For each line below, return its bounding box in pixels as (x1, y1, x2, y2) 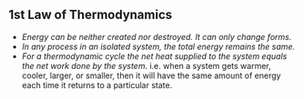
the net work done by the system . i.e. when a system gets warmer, (21, 60, 271, 71)
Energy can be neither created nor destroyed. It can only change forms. (21, 31, 292, 42)
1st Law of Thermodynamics (8, 7, 173, 23)
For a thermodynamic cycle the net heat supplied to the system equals (21, 50, 288, 62)
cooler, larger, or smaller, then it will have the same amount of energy (21, 70, 281, 81)
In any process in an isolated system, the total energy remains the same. (21, 41, 296, 52)
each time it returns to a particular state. (21, 79, 173, 90)
